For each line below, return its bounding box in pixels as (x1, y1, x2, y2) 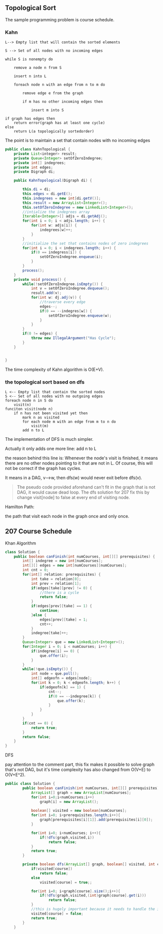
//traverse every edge (39, 300, 86, 305)
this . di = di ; (22, 187, 51, 192)
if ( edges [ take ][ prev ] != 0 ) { (31, 585, 92, 591)
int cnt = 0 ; (22, 567, 49, 573)
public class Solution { (5, 781, 55, 786)
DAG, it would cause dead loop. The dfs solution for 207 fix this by (16, 489, 149, 495)
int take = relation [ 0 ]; (31, 577, 81, 581)
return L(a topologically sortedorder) (14, 129, 95, 134)
